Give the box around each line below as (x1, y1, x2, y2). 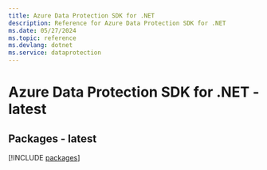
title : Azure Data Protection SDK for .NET (8, 11, 155, 20)
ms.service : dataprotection (8, 49, 102, 57)
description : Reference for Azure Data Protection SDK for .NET (8, 19, 226, 27)
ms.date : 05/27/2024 (8, 26, 77, 34)
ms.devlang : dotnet (8, 42, 73, 49)
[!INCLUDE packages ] (8, 153, 80, 162)
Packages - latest (8, 132, 97, 145)
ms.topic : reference (8, 34, 77, 42)
